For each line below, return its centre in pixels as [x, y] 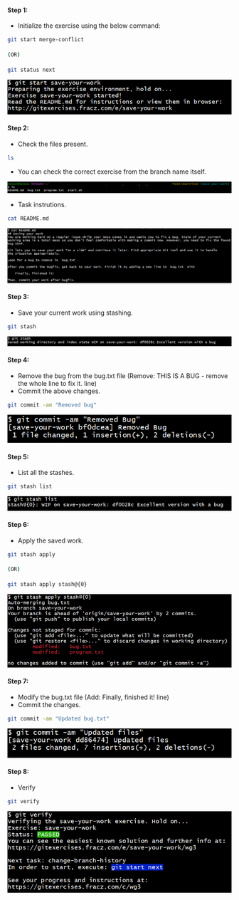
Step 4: [18, 360]
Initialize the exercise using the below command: [89, 26]
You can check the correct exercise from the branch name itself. [112, 172]
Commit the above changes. [59, 391]
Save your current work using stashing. [75, 313]
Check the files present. [53, 144]
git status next [31, 70]
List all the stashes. [46, 473]
